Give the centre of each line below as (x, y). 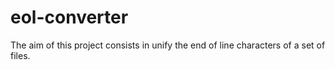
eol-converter (69, 17)
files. (20, 55)
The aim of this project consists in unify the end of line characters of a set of (168, 45)
